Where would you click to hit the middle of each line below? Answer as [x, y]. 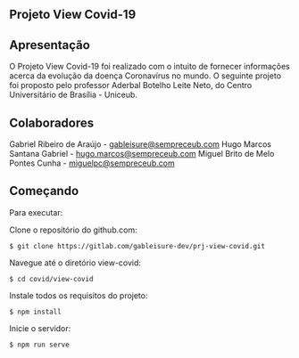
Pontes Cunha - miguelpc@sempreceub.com [92, 163]
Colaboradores [52, 122]
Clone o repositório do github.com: [73, 230]
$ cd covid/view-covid [51, 279]
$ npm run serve [39, 345]
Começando [44, 191]
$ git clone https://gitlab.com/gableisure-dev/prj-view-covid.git [137, 246]
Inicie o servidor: [40, 328]
